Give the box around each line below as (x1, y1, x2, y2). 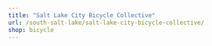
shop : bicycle (8, 26, 55, 34)
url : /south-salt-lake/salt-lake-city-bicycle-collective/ (8, 19, 205, 27)
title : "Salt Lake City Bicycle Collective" (8, 11, 156, 19)
